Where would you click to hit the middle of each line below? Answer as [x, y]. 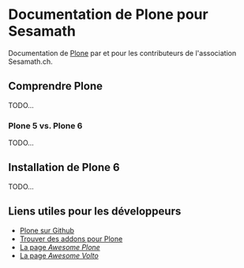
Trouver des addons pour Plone [71, 239]
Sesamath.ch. [30, 61]
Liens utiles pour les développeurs [95, 212]
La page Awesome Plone [60, 247]
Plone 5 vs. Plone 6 [45, 125]
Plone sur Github [47, 230]
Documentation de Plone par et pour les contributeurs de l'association [122, 53]
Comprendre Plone [55, 86]
